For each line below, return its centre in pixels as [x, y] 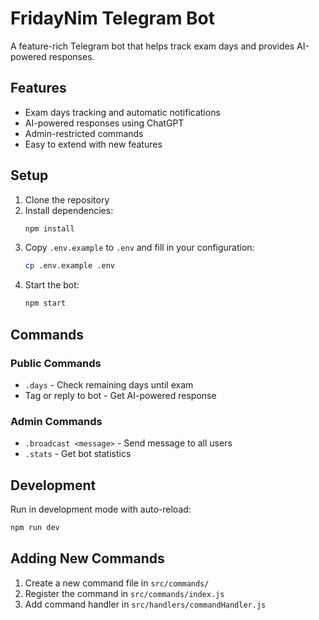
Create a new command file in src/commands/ [117, 583]
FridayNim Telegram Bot [113, 18]
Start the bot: [52, 285]
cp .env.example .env [69, 266]
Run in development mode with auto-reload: [101, 509]
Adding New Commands [87, 558]
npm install [49, 228]
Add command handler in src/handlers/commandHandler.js [145, 604]
